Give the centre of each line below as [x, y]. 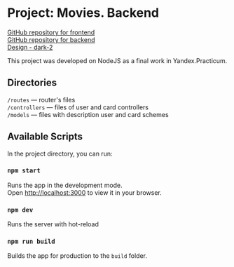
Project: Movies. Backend [83, 13]
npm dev [20, 210]
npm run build [31, 242]
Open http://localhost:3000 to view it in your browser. [85, 192]
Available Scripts [45, 137]
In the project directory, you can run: [60, 153]
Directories [32, 83]
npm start [24, 171]
